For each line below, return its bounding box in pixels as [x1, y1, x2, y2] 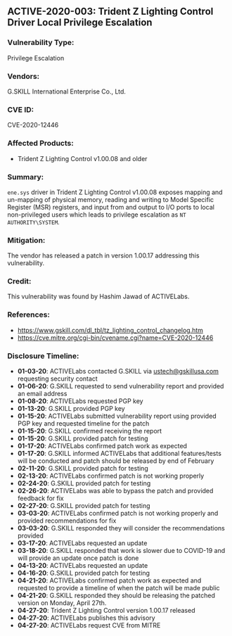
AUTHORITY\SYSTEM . [7, 217, 60, 226]
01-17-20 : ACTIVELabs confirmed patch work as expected [17, 442, 188, 450]
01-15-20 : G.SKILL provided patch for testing [17, 434, 149, 443]
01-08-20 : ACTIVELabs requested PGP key [17, 397, 143, 405]
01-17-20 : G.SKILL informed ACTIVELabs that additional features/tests [17, 450, 221, 458]
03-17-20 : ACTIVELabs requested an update [17, 539, 148, 547]
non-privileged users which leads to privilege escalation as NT [7, 210, 186, 219]
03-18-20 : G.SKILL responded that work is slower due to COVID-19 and [17, 547, 226, 555]
